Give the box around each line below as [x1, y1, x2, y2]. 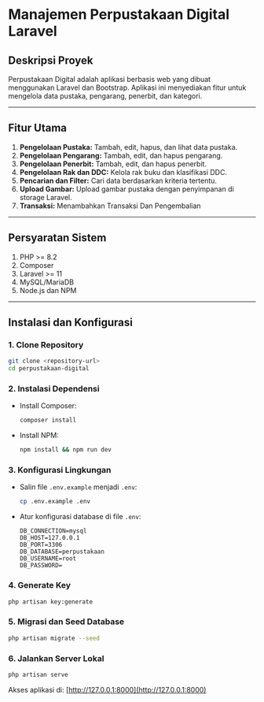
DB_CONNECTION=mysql [19, 527, 87, 535]
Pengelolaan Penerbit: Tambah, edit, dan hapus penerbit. [19, 159, 207, 169]
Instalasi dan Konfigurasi [8, 316, 134, 329]
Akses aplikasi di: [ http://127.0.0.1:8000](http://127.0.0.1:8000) [8, 685, 207, 694]
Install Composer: [19, 401, 77, 410]
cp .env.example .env [19, 498, 90, 506]
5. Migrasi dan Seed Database [8, 616, 125, 627]
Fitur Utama [8, 121, 68, 135]
